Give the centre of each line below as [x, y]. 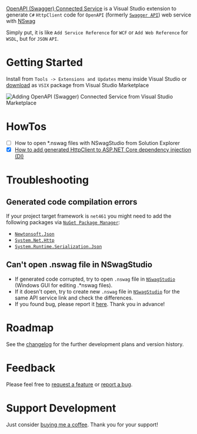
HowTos [26, 127]
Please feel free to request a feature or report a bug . [69, 384]
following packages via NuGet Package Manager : [63, 222]
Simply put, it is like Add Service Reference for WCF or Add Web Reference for [97, 32]
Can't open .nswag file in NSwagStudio [79, 265]
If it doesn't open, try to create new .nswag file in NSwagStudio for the [97, 291]
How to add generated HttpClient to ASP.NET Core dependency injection [103, 149]
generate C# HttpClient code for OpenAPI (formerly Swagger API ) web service [99, 15]
